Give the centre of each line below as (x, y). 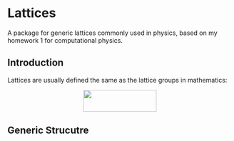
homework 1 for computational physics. (65, 40)
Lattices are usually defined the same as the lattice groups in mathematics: (117, 80)
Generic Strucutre (48, 131)
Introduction (36, 63)
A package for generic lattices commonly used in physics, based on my (112, 33)
